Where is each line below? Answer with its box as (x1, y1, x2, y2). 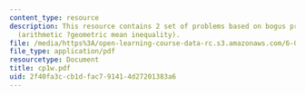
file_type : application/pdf (9, 47, 116, 56)
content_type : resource (9, 13, 100, 23)
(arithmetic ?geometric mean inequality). (17, 30, 181, 39)
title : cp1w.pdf (9, 64, 71, 73)
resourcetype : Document (9, 55, 100, 64)
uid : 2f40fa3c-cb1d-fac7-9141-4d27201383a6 (9, 72, 177, 81)
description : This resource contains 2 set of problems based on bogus (9, 22, 286, 31)
